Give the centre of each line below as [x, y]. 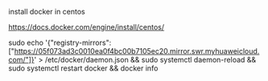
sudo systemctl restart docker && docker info [83, 68]
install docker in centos [47, 12]
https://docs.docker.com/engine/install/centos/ [87, 27]
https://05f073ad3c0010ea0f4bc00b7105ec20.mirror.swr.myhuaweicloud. [137, 51]
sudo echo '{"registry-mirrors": [60, 43]
